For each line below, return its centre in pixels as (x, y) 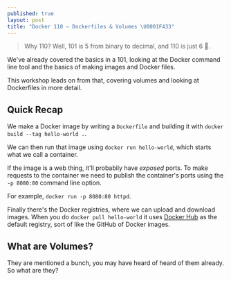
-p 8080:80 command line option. (54, 183)
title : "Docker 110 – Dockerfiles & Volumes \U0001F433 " (91, 26)
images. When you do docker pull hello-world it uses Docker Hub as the (112, 217)
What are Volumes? (50, 246)
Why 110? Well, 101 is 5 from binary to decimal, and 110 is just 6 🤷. (117, 46)
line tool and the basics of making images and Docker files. (91, 67)
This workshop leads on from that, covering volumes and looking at (103, 80)
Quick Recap (35, 109)
